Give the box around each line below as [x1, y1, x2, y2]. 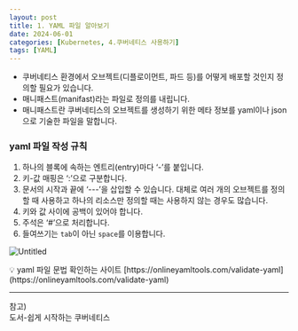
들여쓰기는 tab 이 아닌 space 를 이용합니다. [21, 228, 166, 240]
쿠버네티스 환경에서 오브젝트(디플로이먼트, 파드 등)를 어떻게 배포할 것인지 [21, 72, 275, 83]
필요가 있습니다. [38, 83, 94, 93]
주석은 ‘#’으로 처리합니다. [21, 217, 110, 228]
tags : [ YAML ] [9, 46, 58, 55]
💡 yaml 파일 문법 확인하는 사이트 [9, 264, 122, 275]
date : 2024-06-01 [9, 29, 74, 38]
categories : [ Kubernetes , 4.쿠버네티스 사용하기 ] [9, 37, 180, 47]
